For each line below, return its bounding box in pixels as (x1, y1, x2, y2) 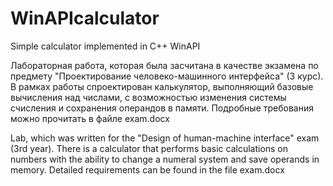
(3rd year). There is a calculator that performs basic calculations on (10, 142, 289, 154)
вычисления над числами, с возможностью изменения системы (10, 91, 287, 103)
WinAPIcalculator (10, 7, 160, 30)
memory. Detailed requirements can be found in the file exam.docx (10, 163, 285, 176)
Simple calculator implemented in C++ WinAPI (10, 40, 201, 52)
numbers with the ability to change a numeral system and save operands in (10, 153, 320, 165)
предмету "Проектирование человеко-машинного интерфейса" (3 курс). (10, 70, 324, 82)
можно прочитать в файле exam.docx (10, 112, 170, 124)
